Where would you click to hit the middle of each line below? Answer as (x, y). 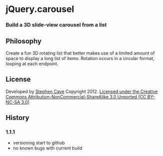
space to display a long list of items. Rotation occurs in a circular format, (80, 58)
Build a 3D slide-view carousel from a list (56, 25)
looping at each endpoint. (32, 63)
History (17, 118)
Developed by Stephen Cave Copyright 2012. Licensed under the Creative (82, 91)
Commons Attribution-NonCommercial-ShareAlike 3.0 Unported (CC (76, 96)
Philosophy (24, 41)
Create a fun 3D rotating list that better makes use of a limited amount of (80, 53)
